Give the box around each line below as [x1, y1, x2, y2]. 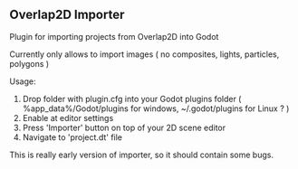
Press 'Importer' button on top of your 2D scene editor [22, 122, 226, 133]
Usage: [9, 76, 36, 87]
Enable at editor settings [22, 112, 114, 123]
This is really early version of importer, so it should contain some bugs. [9, 149, 274, 160]
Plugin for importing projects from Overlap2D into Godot [9, 31, 219, 42]
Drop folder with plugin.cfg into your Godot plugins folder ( [22, 93, 242, 104]
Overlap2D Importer [9, 7, 125, 23]
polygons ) [9, 58, 50, 69]
